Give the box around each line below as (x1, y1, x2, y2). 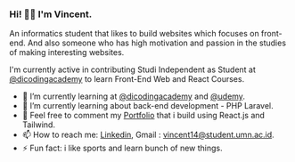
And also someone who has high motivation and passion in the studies (27, 37, 287, 48)
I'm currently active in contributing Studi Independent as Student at (9, 64, 257, 75)
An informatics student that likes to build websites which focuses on (9, 28, 260, 39)
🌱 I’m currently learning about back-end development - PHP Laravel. (21, 101, 274, 111)
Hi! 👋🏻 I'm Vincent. (9, 8, 93, 20)
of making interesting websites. (9, 47, 125, 58)
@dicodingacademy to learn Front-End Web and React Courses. (9, 74, 245, 85)
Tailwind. (21, 119, 56, 130)
